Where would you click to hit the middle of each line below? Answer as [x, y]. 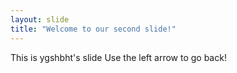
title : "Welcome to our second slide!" [93, 29]
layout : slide [40, 19]
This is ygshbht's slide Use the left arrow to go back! [118, 57]
